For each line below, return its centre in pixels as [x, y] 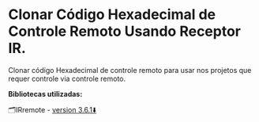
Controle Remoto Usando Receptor [124, 31]
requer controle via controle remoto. [67, 78]
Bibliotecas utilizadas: [45, 93]
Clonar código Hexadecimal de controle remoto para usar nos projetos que [130, 70]
